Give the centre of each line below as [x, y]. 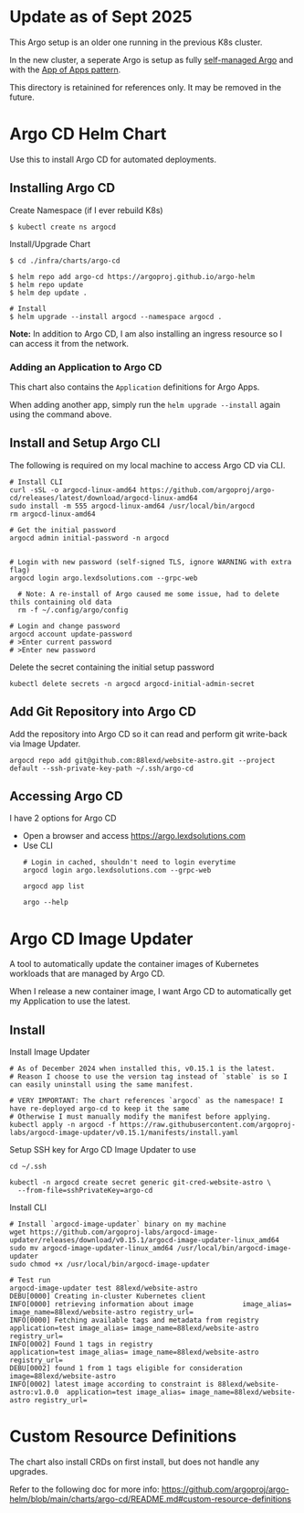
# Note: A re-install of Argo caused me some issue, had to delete [149, 594]
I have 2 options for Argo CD [63, 818]
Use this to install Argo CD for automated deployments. [113, 159]
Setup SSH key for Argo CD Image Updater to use [103, 1150]
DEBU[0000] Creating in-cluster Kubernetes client [108, 1296]
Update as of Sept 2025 [101, 17]
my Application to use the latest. [70, 1001]
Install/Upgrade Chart [50, 243]
